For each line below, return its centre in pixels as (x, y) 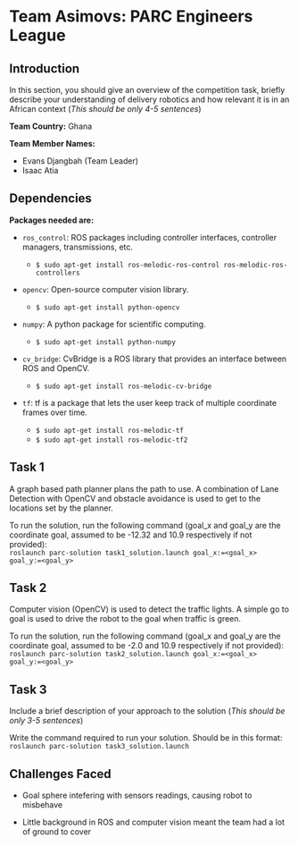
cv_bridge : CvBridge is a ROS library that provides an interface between (154, 359)
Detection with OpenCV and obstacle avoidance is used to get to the (135, 498)
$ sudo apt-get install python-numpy (106, 342)
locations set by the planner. (61, 508)
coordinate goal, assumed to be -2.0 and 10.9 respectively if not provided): (146, 646)
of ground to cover (57, 832)
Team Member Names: (52, 144)
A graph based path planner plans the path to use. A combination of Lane (144, 488)
